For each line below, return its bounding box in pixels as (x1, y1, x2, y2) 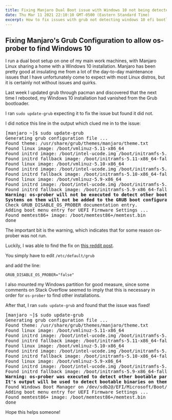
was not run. (20, 233, 47, 239)
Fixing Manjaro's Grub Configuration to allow (5, 36, 152, 45)
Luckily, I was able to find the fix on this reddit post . (5, 242, 114, 249)
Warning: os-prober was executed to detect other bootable (5, 374, 157, 380)
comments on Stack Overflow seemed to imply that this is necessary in (5, 287, 155, 293)
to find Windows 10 (29, 44, 92, 53)
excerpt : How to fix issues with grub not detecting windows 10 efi (5, 17, 155, 22)
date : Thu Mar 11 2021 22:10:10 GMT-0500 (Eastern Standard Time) (5, 12, 150, 17)
